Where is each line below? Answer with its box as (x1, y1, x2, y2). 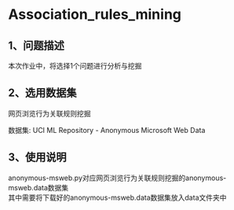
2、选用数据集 (8, 87, 77, 100)
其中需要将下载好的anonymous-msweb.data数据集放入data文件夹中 (8, 193, 227, 202)
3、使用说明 (8, 151, 67, 164)
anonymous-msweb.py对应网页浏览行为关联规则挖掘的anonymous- (8, 173, 227, 182)
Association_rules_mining (8, 6, 182, 24)
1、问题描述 (8, 39, 65, 52)
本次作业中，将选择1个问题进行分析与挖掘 (8, 61, 142, 70)
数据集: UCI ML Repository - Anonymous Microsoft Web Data (8, 125, 206, 134)
